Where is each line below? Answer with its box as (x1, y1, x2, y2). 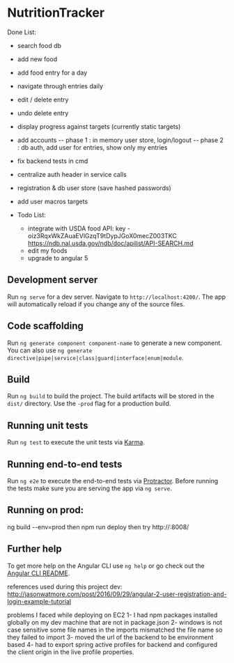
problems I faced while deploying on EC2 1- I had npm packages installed (7, 611, 218, 619)
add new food (17, 54, 58, 63)
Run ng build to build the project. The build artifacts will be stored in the (7, 392, 214, 400)
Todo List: (17, 210, 47, 219)
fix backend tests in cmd (17, 157, 88, 165)
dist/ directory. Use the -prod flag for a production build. (7, 399, 171, 408)
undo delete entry (17, 109, 69, 117)
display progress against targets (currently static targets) (17, 122, 181, 130)
